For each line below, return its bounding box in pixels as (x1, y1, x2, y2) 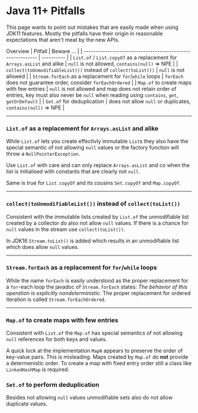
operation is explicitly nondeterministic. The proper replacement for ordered (6, 289, 191, 296)
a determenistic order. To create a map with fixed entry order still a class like (6, 360, 192, 367)
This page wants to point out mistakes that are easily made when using (6, 24, 179, 31)
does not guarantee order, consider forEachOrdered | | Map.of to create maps (6, 78, 192, 86)
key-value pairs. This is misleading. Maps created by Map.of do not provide (6, 353, 189, 360)
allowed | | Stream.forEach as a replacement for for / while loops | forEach (6, 73, 184, 80)
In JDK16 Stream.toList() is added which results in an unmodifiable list (6, 237, 180, 244)
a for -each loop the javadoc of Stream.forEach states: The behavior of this (6, 283, 187, 290)
